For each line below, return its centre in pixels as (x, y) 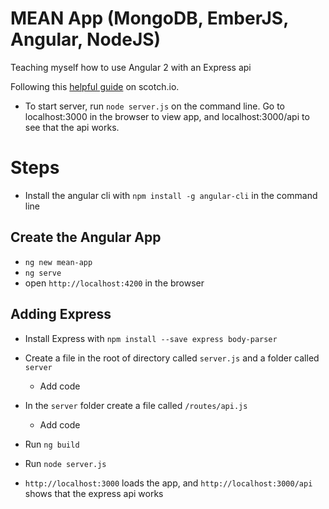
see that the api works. (72, 127)
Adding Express (61, 314)
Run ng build (52, 444)
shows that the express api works (94, 493)
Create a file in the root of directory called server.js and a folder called (172, 358)
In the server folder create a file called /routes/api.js (136, 405)
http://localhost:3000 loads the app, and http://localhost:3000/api (168, 483)
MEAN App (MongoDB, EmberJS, (149, 18)
